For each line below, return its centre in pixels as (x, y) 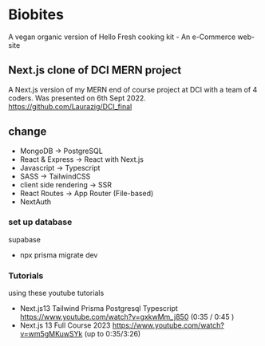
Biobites (36, 15)
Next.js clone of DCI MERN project (95, 71)
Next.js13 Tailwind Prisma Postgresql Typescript (99, 309)
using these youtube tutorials (56, 293)
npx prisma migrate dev (59, 255)
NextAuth (36, 202)
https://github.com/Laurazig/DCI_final (70, 106)
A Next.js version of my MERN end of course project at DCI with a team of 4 (133, 89)
